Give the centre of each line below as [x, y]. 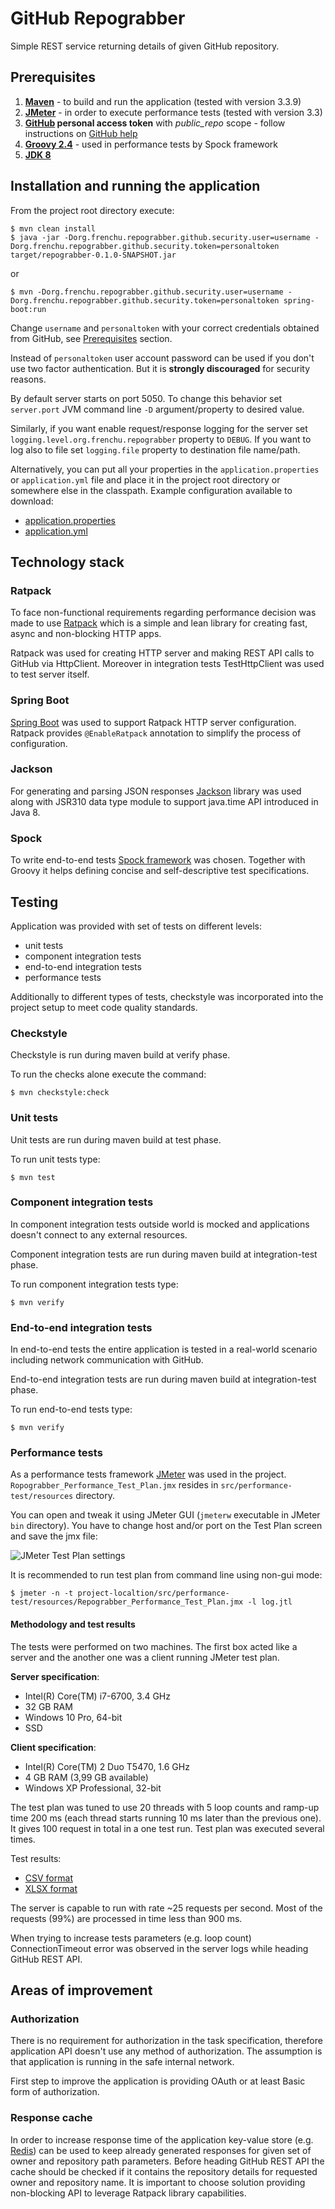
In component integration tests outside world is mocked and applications [160, 1224]
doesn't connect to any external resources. [99, 1234]
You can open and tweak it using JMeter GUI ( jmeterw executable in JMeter [165, 1515]
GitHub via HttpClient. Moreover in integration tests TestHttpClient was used [167, 664]
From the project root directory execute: [92, 210]
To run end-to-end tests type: [71, 1409]
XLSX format [51, 1888]
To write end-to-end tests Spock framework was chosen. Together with [158, 860]
